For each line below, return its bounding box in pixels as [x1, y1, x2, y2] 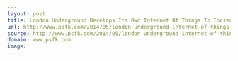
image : [7, 43, 27, 50]
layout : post [7, 10, 46, 18]
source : [7, 29, 30, 37]
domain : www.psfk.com [7, 36, 72, 43]
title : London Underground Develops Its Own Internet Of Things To [7, 17, 211, 24]
